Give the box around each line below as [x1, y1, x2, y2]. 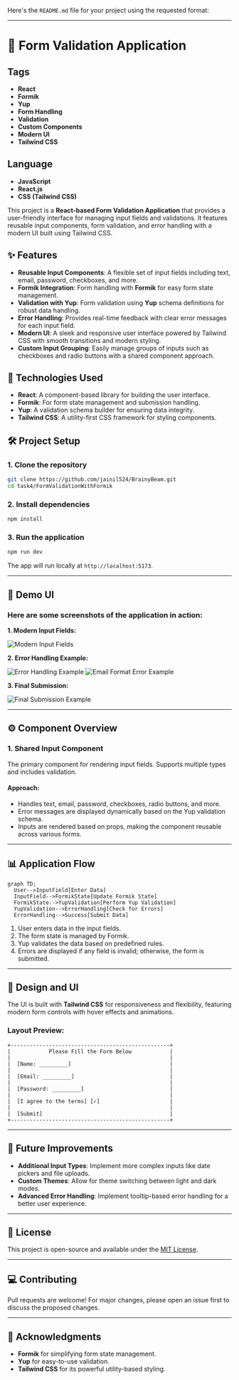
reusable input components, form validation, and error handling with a [7, 221, 212, 230]
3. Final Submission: [7, 681, 69, 689]
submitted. [17, 954, 50, 962]
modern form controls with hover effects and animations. [7, 1008, 174, 1017]
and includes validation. [7, 768, 77, 776]
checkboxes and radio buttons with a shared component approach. [17, 351, 215, 360]
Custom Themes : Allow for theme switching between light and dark [17, 1177, 217, 1185]
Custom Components [17, 122, 83, 131]
